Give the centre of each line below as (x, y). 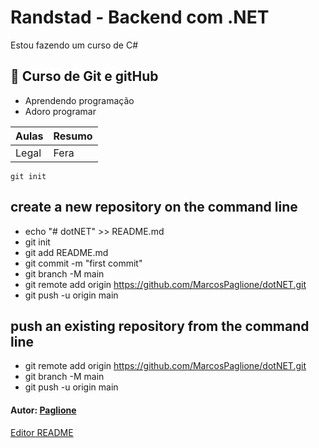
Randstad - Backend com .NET (140, 17)
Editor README (42, 432)
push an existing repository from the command (160, 326)
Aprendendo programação (79, 100)
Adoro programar (60, 111)
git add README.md (66, 252)
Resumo (73, 136)
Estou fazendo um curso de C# (74, 45)
